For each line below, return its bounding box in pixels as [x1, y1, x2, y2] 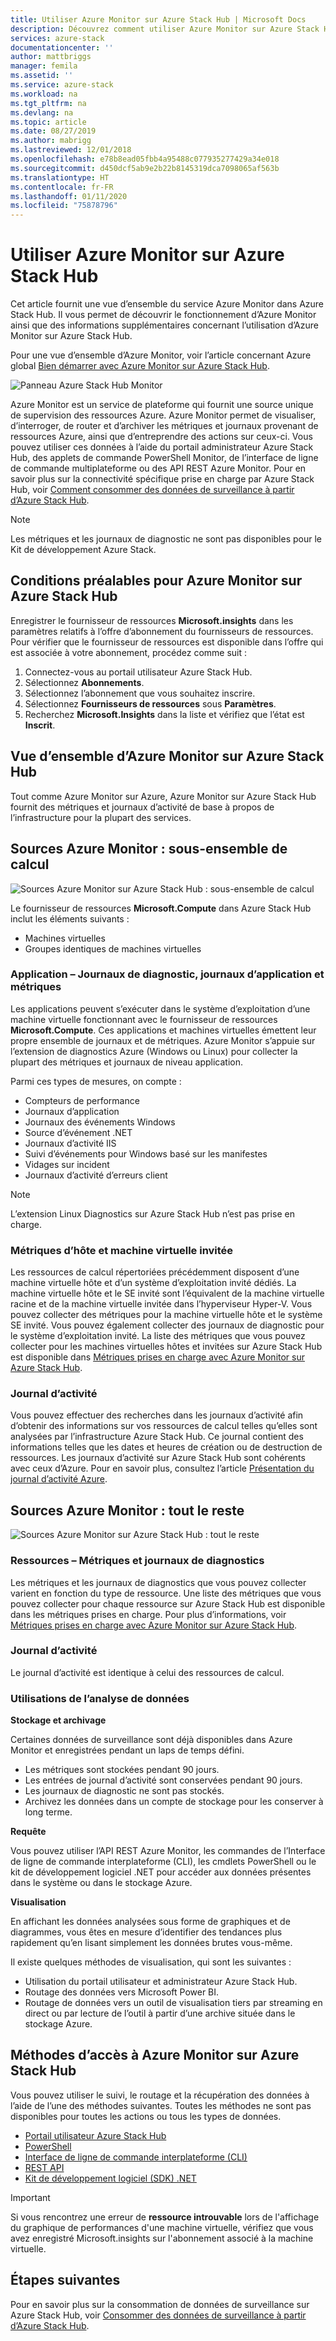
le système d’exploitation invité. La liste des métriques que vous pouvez [10, 1330, 306, 1342]
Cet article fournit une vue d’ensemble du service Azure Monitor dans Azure [10, 298, 325, 310]
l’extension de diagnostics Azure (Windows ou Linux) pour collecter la [10, 1045, 298, 1057]
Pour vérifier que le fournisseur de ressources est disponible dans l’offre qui [10, 636, 324, 648]
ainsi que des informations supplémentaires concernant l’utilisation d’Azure [10, 319, 319, 331]
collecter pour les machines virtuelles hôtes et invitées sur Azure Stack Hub [10, 1341, 323, 1353]
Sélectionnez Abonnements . [24, 676, 145, 688]
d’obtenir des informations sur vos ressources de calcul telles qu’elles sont [10, 1420, 318, 1432]
